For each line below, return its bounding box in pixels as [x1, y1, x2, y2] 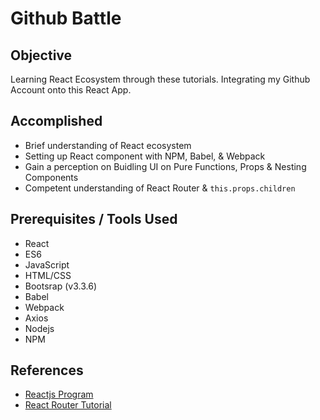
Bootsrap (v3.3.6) [24, 280, 97, 292]
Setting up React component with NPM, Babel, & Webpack [24, 150, 266, 162]
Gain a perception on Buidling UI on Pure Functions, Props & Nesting [24, 160, 307, 172]
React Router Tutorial [24, 399, 112, 411]
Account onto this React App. [10, 84, 132, 96]
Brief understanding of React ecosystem [24, 139, 192, 151]
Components [24, 171, 79, 183]
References [10, 362, 84, 379]
